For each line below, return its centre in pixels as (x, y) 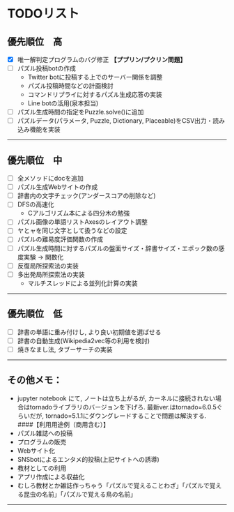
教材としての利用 (42, 468)
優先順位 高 (35, 42)
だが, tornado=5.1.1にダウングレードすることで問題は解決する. (118, 416)
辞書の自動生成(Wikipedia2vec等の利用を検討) (84, 340)
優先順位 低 (35, 314)
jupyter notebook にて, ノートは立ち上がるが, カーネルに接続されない (116, 398)
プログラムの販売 (42, 442)
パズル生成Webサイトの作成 (57, 187)
